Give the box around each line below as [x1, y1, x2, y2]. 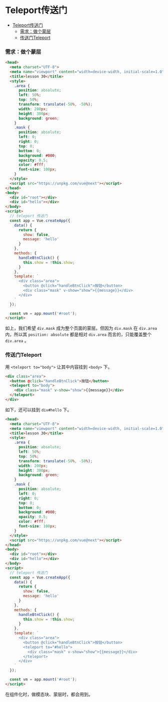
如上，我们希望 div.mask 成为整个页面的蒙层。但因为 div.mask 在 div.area [5, 325, 157, 331]
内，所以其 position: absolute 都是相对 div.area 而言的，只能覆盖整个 [5, 331, 151, 338]
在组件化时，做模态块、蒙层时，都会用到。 [5, 691, 93, 697]
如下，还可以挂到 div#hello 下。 [5, 406, 72, 413]
